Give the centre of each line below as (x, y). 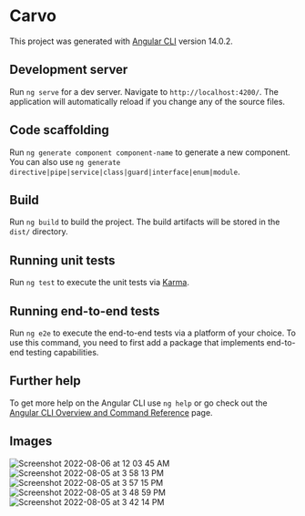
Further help (46, 381)
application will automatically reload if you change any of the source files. (147, 101)
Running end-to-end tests (85, 311)
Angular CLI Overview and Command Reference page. (111, 412)
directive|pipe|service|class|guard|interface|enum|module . (125, 171)
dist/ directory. (39, 232)
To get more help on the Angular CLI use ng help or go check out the (138, 403)
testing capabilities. (62, 352)
